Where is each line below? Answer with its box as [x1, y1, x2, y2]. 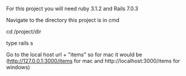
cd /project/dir [6, 28, 42, 35]
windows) [6, 64, 30, 71]
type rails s [6, 40, 34, 46]
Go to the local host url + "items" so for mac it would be [6, 51, 143, 58]
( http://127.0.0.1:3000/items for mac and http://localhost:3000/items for [6, 58, 180, 64]
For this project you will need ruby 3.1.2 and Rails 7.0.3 [6, 5, 138, 12]
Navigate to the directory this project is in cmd [6, 17, 120, 23]
